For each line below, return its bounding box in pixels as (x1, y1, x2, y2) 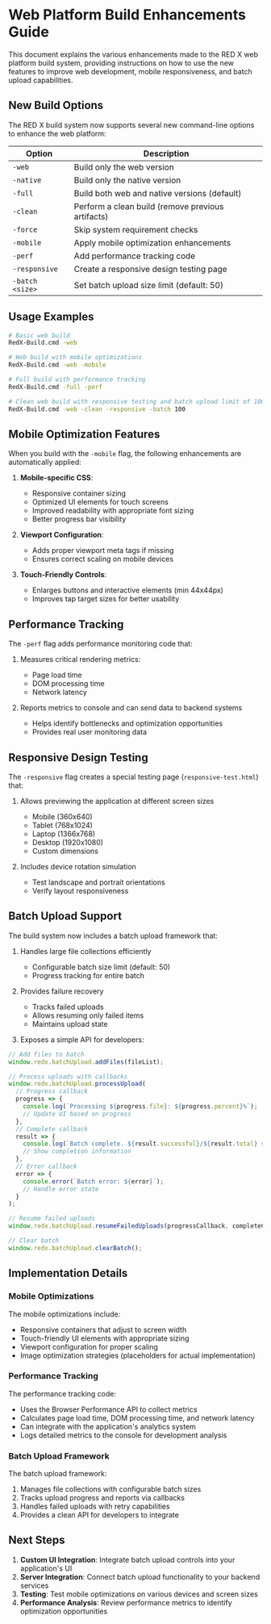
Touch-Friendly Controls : (19, 570, 107, 580)
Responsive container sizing (31, 488, 127, 498)
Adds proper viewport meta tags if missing (31, 546, 174, 555)
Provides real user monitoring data (31, 727, 148, 737)
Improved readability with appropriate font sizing (31, 506, 194, 516)
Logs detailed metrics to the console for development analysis (19, 1430, 227, 1440)
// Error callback (15, 1162, 78, 1171)
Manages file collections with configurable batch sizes (19, 1484, 202, 1494)
